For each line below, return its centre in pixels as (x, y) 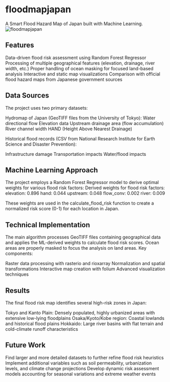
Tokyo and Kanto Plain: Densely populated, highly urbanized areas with (80, 313)
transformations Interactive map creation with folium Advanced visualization (85, 269)
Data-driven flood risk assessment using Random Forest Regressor (76, 57)
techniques (17, 274)
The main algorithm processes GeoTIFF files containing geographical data (83, 237)
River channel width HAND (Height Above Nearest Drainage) (69, 129)
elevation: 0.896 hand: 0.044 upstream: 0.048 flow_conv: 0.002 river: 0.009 (85, 193)
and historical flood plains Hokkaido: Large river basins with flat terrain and (84, 324)
